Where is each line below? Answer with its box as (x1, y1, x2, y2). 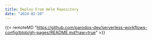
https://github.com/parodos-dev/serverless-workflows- (36, 24, 147, 30)
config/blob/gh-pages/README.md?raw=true (5, 30, 96, 35)
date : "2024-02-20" (5, 11, 44, 16)
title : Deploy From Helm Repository (5, 7, 79, 12)
